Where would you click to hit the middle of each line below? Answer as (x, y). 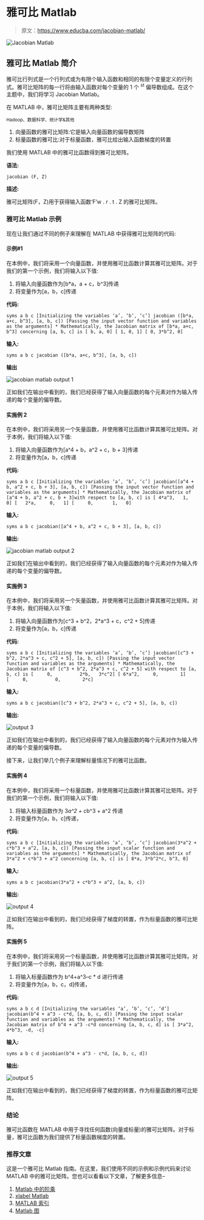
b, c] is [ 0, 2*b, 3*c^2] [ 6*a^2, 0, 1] (96, 674)
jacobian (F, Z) (27, 177)
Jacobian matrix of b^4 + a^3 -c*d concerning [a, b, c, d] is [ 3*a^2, (100, 1024)
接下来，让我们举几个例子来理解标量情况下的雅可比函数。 (78, 761)
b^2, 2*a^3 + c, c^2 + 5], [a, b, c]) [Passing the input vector (90, 659)
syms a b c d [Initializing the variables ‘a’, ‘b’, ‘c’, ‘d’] (88, 1009)
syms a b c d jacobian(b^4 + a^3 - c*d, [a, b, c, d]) (77, 1054)
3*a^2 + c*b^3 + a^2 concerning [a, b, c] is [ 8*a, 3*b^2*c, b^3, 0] (97, 858)
